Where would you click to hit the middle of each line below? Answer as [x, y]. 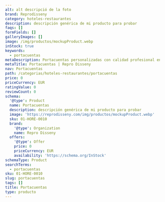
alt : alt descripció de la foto [38, 10]
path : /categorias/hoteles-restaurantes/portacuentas [61, 74]
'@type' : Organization [37, 128]
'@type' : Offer [29, 142]
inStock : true [20, 46]
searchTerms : [18, 165]
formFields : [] [21, 32]
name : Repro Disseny [35, 133]
